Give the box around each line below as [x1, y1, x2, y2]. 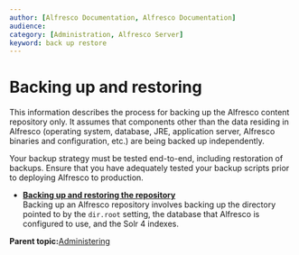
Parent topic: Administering [9, 236, 111, 247]
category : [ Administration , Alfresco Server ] [9, 30, 183, 39]
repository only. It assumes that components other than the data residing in [9, 116, 289, 127]
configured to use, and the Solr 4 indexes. [22, 218, 179, 230]
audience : [9, 22, 47, 31]
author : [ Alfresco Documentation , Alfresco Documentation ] [9, 13, 237, 23]
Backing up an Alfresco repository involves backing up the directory [22, 199, 276, 210]
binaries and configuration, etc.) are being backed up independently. [9, 136, 265, 147]
